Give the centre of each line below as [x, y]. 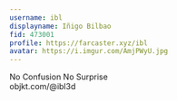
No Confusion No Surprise [59, 77]
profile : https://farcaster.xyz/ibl [79, 43]
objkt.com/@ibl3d [43, 87]
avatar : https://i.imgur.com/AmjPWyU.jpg [89, 51]
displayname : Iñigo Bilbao [60, 26]
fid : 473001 [32, 34]
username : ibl [36, 18]
